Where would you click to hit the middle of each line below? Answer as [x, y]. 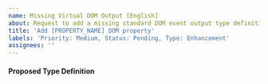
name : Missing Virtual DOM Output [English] [83, 16]
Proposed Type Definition [51, 71]
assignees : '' [32, 46]
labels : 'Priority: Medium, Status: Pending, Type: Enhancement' [119, 38]
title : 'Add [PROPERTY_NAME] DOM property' [82, 30]
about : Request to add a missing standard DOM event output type [119, 23]
